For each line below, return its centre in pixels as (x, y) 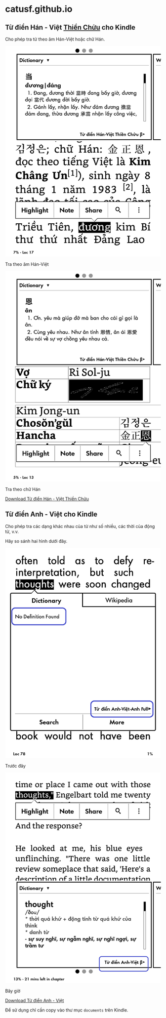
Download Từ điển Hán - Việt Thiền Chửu (47, 499)
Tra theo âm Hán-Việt (27, 264)
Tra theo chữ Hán (23, 489)
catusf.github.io (39, 9)
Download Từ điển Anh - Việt (35, 1001)
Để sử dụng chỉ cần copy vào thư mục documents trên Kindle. (67, 1010)
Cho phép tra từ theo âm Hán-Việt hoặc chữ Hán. (55, 39)
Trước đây (16, 766)
